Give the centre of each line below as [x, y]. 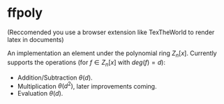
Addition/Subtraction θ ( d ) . [55, 77]
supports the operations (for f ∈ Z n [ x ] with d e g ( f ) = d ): [87, 63]
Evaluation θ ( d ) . [40, 94]
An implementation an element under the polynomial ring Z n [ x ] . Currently [112, 54]
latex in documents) [36, 39]
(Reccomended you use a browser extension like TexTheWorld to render [111, 32]
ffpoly [25, 13]
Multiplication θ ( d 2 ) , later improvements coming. [87, 85]
